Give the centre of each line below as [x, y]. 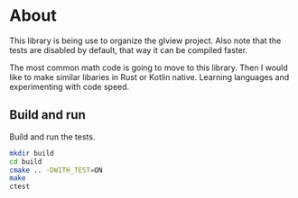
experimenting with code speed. [70, 86]
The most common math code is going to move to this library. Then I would [149, 67]
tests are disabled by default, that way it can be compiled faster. [129, 49]
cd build [26, 162]
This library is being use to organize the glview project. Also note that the [145, 40]
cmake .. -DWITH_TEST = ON [56, 170]
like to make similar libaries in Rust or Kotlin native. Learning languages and [149, 76]
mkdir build [32, 153]
